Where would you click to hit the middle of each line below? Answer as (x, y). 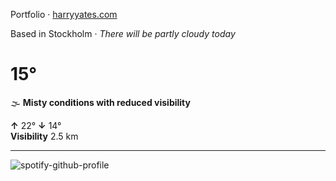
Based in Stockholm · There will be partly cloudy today (123, 33)
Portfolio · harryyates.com (64, 14)
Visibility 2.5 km (44, 136)
